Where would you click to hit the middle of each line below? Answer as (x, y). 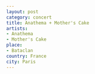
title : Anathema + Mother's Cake (48, 23)
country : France (26, 56)
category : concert (29, 17)
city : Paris (21, 61)
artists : (17, 28)
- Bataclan (20, 51)
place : (14, 45)
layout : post (22, 12)
